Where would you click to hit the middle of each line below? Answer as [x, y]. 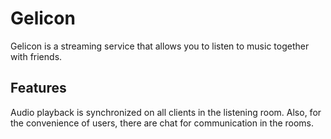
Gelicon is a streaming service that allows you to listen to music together [160, 46]
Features [38, 88]
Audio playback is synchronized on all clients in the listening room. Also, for [166, 112]
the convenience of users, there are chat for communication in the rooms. [162, 123]
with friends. [36, 56]
